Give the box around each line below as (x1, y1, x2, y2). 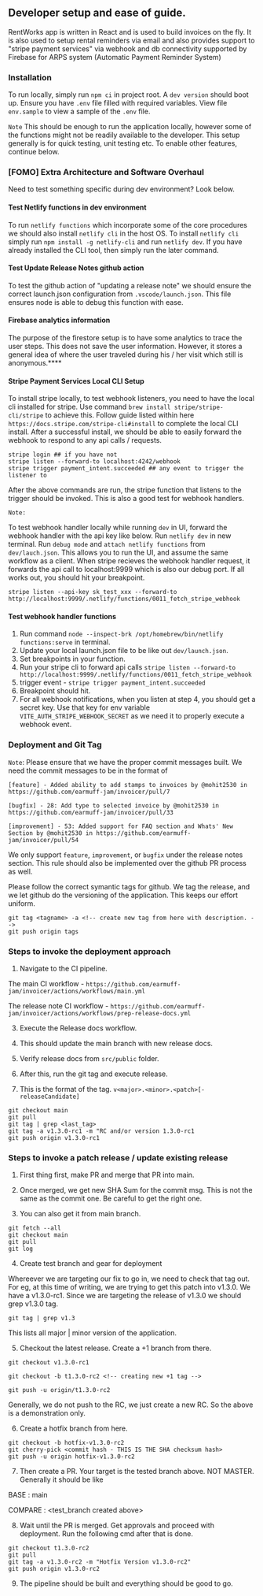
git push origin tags (8, 927, 79, 936)
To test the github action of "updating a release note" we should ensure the (8, 280, 252, 290)
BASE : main (8, 1490, 48, 1500)
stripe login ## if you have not (8, 451, 118, 459)
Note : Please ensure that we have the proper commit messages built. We (8, 757, 243, 766)
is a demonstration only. (8, 1409, 86, 1418)
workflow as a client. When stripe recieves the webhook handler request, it (8, 556, 250, 566)
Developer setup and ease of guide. (8, 6, 186, 20)
